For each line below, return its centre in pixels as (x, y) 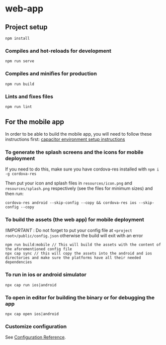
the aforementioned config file (39, 249)
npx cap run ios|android (31, 285)
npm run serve (20, 61)
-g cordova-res (21, 174)
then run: (14, 194)
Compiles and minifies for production (51, 74)
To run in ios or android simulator (46, 275)
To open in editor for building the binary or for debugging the (80, 297)
